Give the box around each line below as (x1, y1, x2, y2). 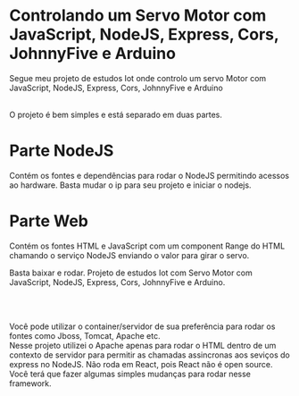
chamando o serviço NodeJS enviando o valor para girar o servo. (9, 249, 250, 260)
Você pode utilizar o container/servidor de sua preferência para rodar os (9, 321, 276, 332)
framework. (9, 377, 52, 389)
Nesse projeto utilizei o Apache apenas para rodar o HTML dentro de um (9, 340, 277, 350)
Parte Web (9, 211, 89, 232)
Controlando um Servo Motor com (9, 5, 267, 26)
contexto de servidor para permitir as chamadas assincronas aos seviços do (9, 350, 290, 360)
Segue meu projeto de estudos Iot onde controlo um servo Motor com (9, 72, 267, 83)
